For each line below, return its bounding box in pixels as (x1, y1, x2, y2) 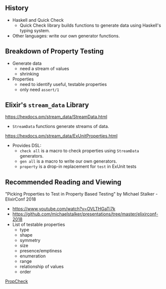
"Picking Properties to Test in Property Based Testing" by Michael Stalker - (5, 191, 158, 197)
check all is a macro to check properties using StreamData (19, 148, 139, 154)
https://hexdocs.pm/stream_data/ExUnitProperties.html (5, 133, 118, 139)
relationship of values (19, 264, 64, 270)
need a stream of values (19, 65, 69, 71)
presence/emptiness (19, 248, 62, 254)
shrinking (19, 71, 39, 77)
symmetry (19, 237, 41, 244)
